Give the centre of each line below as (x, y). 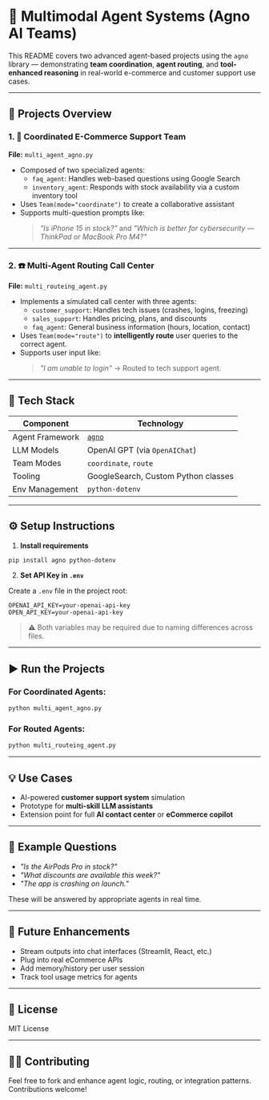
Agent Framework (46, 436)
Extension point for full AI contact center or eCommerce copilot (126, 814)
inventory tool (54, 195)
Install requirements (54, 546)
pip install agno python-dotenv (62, 560)
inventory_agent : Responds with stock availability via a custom (135, 187)
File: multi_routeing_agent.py (58, 286)
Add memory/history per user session (82, 968)
